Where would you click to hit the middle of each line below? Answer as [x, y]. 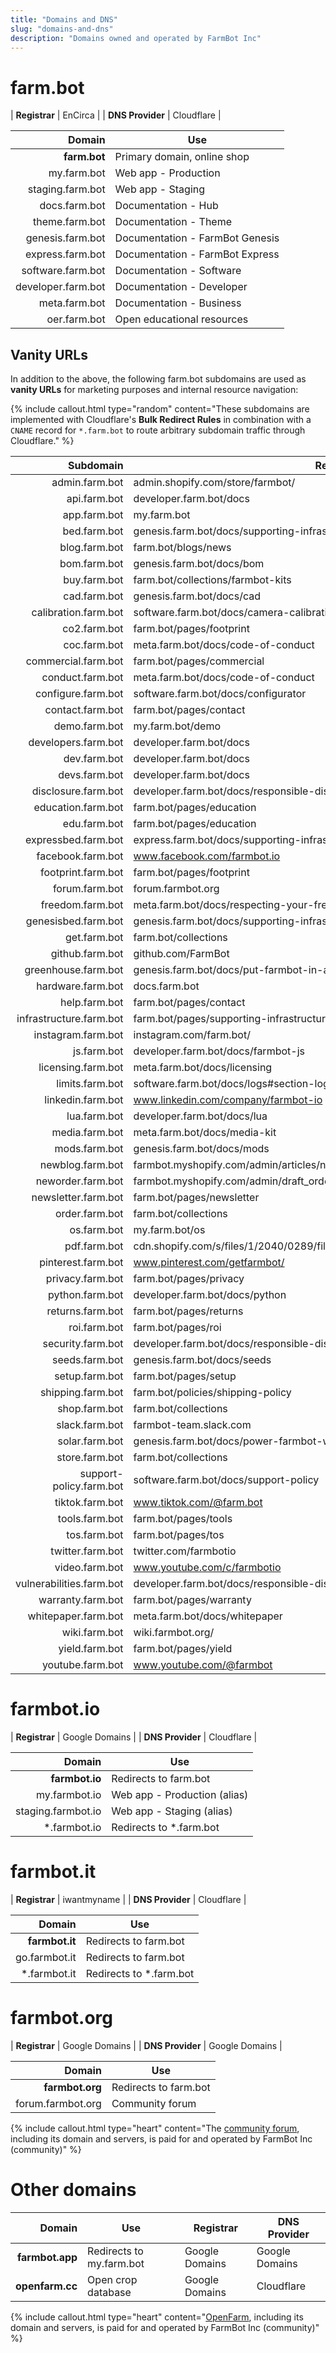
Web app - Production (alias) [180, 1795]
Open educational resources [181, 319]
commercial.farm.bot [74, 661]
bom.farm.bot [91, 564]
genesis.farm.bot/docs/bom [199, 564]
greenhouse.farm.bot [74, 970]
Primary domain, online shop [182, 157]
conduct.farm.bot [82, 678]
